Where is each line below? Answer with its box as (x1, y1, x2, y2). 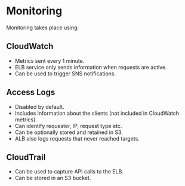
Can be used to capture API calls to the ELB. (14, 168, 124, 175)
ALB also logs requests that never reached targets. (14, 135, 140, 142)
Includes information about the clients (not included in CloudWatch (14, 109, 180, 117)
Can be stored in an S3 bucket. (14, 175, 91, 182)
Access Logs (6, 87, 55, 97)
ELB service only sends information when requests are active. (14, 63, 167, 71)
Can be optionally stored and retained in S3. (14, 129, 124, 136)
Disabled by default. (14, 103, 64, 110)
